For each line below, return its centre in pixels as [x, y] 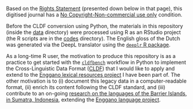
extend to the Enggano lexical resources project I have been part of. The [93, 75]
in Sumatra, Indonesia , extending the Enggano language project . [83, 100]
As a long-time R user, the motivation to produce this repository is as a [91, 56]
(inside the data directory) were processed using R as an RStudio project [94, 32]
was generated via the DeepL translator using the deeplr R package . [88, 45]
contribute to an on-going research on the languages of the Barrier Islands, [96, 93]
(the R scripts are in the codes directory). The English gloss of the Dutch [93, 38]
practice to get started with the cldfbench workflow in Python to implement [96, 62]
